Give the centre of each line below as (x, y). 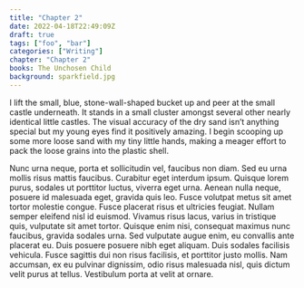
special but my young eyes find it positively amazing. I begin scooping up (147, 131)
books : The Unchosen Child (60, 69)
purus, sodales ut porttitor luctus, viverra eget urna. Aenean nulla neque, (145, 187)
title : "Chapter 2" (46, 18)
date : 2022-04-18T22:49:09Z (63, 26)
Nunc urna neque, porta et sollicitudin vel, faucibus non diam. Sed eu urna (148, 168)
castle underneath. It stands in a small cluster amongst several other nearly (150, 112)
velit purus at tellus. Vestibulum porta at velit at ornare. (112, 274)
